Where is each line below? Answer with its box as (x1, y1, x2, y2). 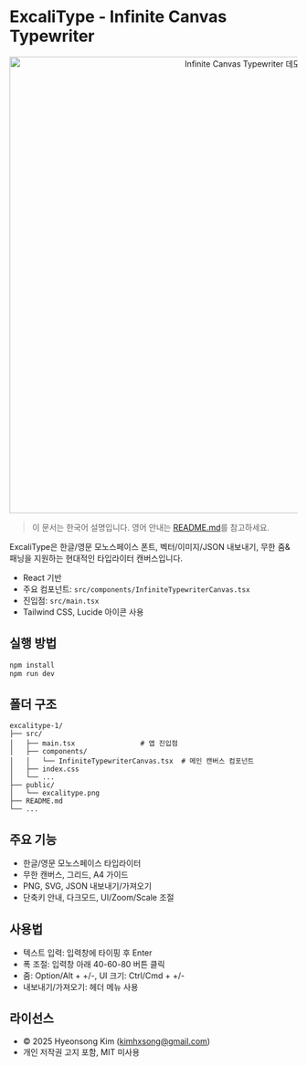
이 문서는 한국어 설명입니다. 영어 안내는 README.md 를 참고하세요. (31, 522, 270, 533)
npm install (9, 660, 55, 670)
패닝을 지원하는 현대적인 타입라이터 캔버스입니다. (9, 553, 184, 564)
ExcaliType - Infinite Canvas (9, 6, 228, 27)
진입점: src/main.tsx (22, 595, 100, 606)
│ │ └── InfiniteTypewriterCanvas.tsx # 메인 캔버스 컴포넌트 (9, 756, 254, 766)
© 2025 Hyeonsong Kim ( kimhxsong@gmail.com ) (22, 1035, 211, 1047)
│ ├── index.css (9, 765, 79, 774)
